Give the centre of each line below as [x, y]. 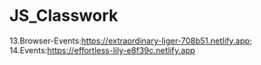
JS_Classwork [64, 16]
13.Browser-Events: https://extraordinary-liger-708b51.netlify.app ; [131, 41]
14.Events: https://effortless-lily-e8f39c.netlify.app [102, 50]
